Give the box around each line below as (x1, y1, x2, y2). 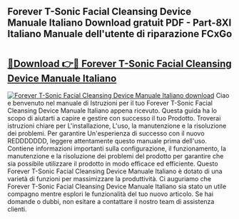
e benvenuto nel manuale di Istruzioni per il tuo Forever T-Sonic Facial (7, 99, 213, 107)
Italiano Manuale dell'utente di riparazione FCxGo (7, 28, 233, 40)
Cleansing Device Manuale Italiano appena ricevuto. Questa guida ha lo (7, 106, 218, 115)
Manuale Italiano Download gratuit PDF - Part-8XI (7, 17, 232, 29)
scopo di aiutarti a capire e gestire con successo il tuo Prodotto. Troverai (7, 114, 221, 122)
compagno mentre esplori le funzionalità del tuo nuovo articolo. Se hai (7, 190, 214, 198)
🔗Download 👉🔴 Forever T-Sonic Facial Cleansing (7, 57, 232, 70)
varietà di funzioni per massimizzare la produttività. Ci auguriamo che (7, 175, 212, 183)
